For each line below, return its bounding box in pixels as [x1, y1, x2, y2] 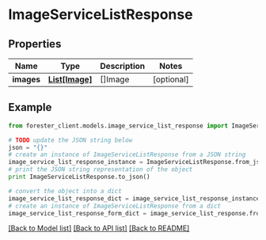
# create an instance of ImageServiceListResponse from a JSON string [8, 150, 246, 159]
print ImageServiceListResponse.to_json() [8, 173, 150, 181]
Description [100, 61, 145, 71]
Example [8, 101, 52, 114]
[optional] [153, 74, 189, 85]
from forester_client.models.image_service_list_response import [8, 121, 228, 130]
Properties [8, 37, 62, 51]
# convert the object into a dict [8, 187, 123, 195]
